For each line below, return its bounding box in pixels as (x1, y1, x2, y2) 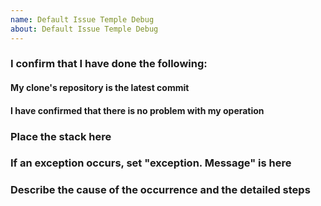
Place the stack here (10, 129, 112, 143)
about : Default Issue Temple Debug (10, 24, 159, 34)
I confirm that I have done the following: (10, 57, 208, 71)
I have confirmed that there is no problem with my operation (10, 104, 265, 116)
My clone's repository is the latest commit (10, 82, 190, 94)
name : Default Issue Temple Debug (10, 14, 155, 25)
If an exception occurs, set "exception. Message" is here (10, 156, 292, 170)
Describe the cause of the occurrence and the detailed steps (10, 183, 311, 197)
